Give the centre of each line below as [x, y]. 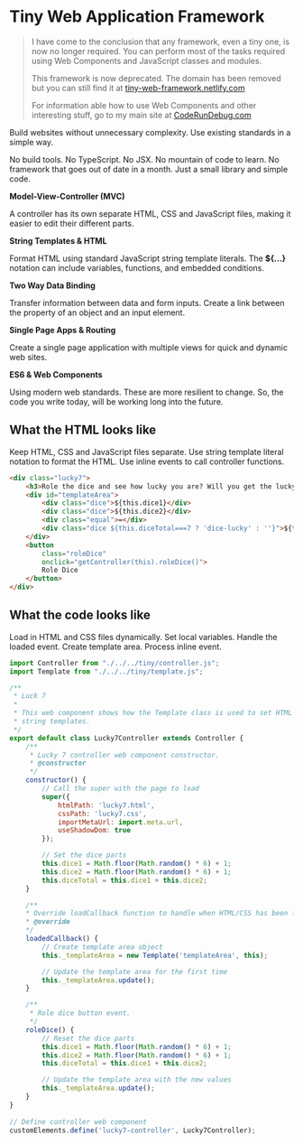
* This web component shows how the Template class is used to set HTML [153, 713]
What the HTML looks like [83, 430]
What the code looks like [80, 615]
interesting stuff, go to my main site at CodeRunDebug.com [141, 115]
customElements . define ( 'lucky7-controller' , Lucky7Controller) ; [133, 1130]
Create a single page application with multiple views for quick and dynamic [149, 347]
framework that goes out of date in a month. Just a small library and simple [149, 169]
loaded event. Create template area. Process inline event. [116, 646]
